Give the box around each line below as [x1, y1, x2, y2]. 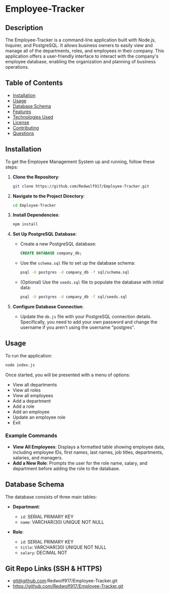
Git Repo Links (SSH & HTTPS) [5, 564, 103, 573]
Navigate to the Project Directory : [12, 193, 85, 199]
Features [12, 108, 31, 115]
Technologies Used [12, 114, 53, 120]
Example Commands [5, 432, 57, 439]
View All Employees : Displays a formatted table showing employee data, [12, 444, 165, 450]
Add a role [12, 403, 35, 409]
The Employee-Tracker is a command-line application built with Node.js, [5, 37, 156, 43]
